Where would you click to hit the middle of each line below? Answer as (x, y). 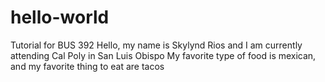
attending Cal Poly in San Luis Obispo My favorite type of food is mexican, (163, 55)
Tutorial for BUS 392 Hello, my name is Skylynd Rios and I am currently (156, 45)
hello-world (60, 17)
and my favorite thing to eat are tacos (87, 66)
